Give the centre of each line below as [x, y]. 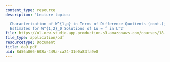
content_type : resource [30, 10]
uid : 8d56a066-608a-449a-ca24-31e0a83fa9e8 [52, 52]
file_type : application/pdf [35, 38]
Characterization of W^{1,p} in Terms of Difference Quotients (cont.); [88, 24]
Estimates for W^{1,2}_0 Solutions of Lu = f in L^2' [68, 28]
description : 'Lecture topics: [38, 15]
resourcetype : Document [30, 43]
